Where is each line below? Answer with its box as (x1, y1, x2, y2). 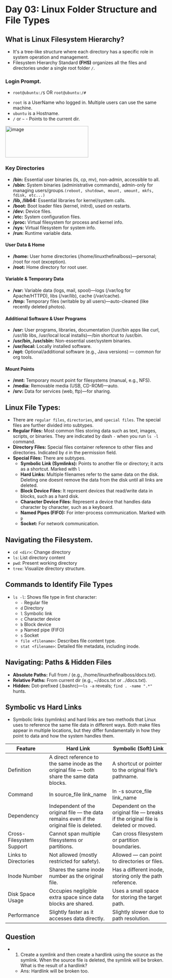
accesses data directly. (49, 915, 105, 922)
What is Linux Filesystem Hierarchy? (5, 35, 124, 44)
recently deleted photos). (12, 304, 67, 309)
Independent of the (49, 803, 96, 810)
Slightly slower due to (112, 909, 164, 916)
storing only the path (112, 873, 162, 880)
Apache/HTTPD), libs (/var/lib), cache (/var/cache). (12, 293, 121, 299)
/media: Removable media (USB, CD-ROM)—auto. (12, 383, 119, 389)
